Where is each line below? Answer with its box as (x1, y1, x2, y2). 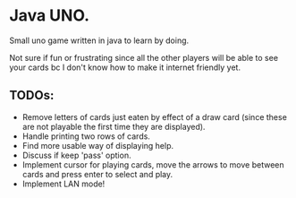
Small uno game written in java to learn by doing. (9, 35, 190, 46)
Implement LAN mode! (21, 178, 106, 189)
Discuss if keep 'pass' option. (21, 150, 131, 160)
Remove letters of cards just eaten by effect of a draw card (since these (21, 111, 288, 122)
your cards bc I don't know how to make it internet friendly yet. (9, 62, 241, 73)
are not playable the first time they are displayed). (21, 121, 206, 132)
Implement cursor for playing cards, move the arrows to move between (21, 159, 284, 170)
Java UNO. (9, 5, 90, 26)
